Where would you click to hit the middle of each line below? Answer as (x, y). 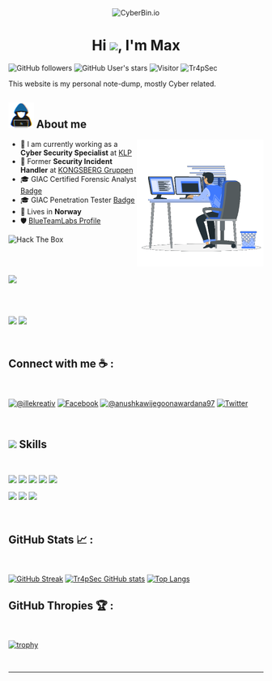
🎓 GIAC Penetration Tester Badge (77, 200)
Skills (33, 444)
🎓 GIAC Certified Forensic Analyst (78, 179)
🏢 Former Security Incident (66, 161)
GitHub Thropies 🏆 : (61, 605)
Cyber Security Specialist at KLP (76, 153)
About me (62, 125)
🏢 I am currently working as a (69, 144)
